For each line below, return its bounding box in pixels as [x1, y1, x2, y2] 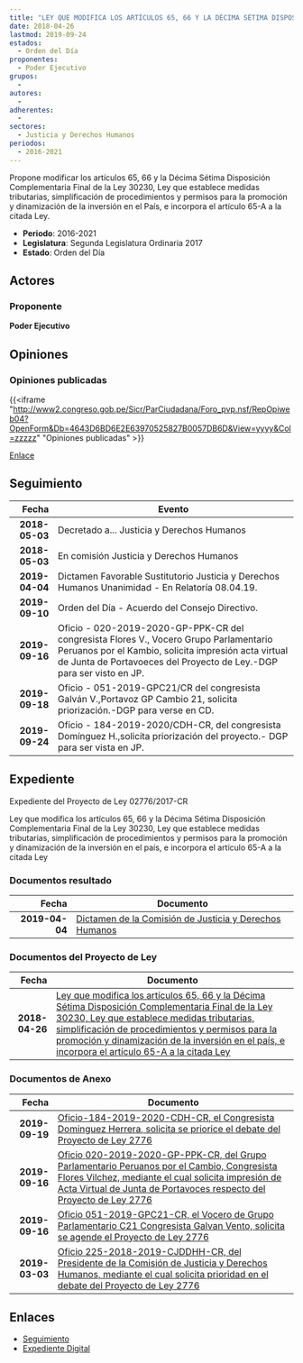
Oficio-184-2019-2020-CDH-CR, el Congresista [57, 1111, 275, 1123]
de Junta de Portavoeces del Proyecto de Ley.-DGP [57, 655, 278, 668]
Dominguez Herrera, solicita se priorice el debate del [57, 1122, 281, 1135]
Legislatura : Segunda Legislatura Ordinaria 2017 [22, 237, 203, 248]
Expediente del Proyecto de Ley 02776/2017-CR [9, 795, 188, 807]
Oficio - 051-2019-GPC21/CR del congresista [57, 681, 261, 694]
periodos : [9, 139, 47, 148]
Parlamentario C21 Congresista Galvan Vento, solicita [57, 1219, 286, 1231]
